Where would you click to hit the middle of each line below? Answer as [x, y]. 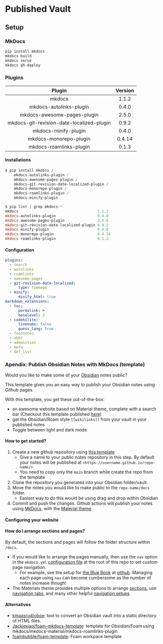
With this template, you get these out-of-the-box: [55, 399]
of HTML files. [27, 621]
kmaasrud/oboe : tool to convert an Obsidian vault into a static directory [84, 615]
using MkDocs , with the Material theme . [53, 509]
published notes [28, 425]
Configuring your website [32, 520]
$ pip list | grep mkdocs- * [34, 207]
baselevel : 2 [31, 315]
